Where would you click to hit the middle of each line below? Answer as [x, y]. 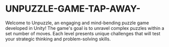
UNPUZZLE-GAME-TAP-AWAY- [73, 9]
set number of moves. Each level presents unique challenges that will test [83, 33]
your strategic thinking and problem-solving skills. [58, 39]
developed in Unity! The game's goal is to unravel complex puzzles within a [85, 28]
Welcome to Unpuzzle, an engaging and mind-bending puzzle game [77, 23]
